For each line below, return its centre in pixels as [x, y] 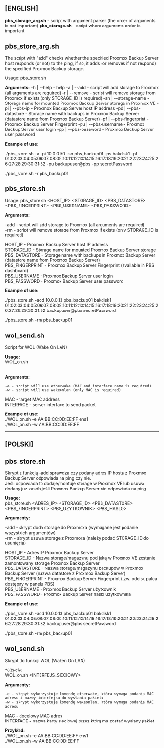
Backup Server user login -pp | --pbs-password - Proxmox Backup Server [80, 129]
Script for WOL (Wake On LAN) [36, 347]
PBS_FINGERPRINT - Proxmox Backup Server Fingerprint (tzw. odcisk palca [81, 579]
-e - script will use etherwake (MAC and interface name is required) [78, 386]
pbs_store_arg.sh [32, 46]
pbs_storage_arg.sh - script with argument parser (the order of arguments [80, 20]
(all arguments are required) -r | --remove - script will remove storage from [80, 93]
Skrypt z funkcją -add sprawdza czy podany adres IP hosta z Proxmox [76, 473]
